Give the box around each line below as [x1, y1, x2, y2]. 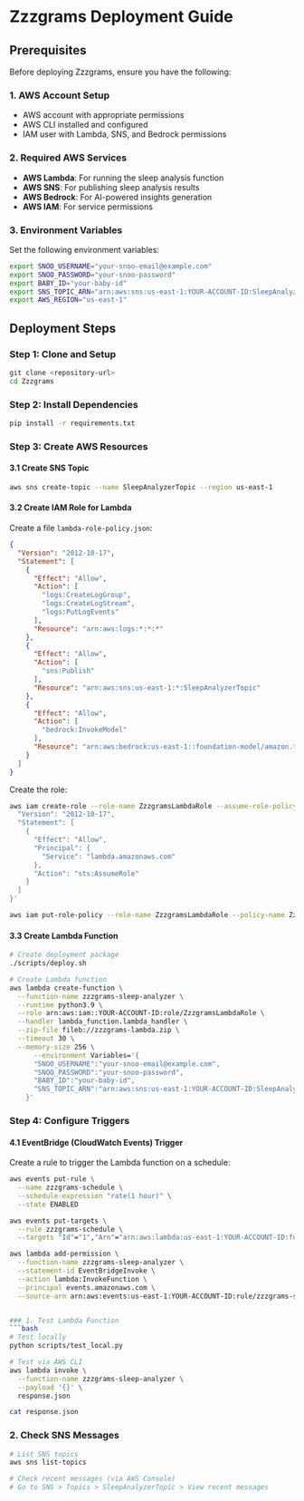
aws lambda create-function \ [9, 983, 124, 993]
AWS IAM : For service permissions [22, 201, 154, 212]
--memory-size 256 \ [17, 1042, 95, 1051]
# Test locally [9, 1332, 67, 1342]
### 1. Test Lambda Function [9, 1316, 119, 1325]
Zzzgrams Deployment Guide [9, 6, 233, 27]
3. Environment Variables [9, 224, 123, 237]
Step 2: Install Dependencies [9, 398, 138, 411]
